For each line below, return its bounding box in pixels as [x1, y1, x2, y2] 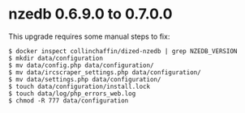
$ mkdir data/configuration [8, 54, 104, 62]
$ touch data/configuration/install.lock [8, 82, 151, 90]
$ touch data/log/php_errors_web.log [8, 90, 136, 98]
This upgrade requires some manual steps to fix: [8, 31, 170, 41]
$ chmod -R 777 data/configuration [8, 96, 129, 105]
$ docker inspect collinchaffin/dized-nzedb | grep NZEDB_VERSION [8, 47, 238, 55]
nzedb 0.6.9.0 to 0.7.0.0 [8, 5, 173, 23]
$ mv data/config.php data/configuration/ [8, 61, 154, 69]
